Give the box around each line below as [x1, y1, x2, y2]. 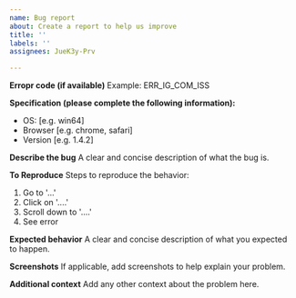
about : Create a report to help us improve [9, 22, 178, 31]
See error [22, 216, 59, 227]
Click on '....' [22, 197, 69, 208]
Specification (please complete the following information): [9, 97, 236, 109]
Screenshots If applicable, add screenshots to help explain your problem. [9, 261, 286, 273]
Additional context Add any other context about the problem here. [9, 279, 260, 290]
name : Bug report [9, 13, 76, 23]
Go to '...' [22, 187, 56, 198]
